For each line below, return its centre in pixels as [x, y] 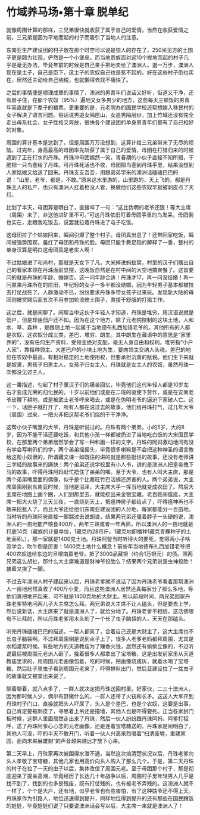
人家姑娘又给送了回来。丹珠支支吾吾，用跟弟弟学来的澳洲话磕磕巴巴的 [92, 172]
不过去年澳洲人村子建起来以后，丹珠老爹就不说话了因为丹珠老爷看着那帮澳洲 [100, 581]
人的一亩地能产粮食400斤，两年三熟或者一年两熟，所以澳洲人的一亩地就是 [102, 524]
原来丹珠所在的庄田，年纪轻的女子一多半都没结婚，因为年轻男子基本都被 [100, 284]
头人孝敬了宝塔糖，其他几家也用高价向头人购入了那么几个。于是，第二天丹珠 [100, 761]
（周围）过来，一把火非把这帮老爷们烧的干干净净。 [69, 414]
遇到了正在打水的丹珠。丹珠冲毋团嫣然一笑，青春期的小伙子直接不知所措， [97, 157]
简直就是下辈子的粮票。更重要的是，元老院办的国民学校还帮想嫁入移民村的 [102, 107]
